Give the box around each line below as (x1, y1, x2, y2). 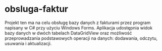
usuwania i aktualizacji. (4, 40, 52, 46)
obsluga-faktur (4, 3, 68, 15)
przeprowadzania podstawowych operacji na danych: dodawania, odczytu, (4, 35, 158, 41)
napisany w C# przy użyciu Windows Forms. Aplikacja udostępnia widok (4, 25, 153, 30)
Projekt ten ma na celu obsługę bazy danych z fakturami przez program (4, 20, 151, 25)
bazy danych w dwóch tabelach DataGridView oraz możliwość (4, 30, 132, 36)
